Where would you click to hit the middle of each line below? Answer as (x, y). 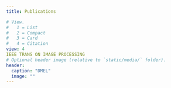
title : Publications (31, 11)
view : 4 (16, 49)
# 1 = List (22, 27)
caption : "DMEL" (31, 71)
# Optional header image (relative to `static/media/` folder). (86, 60)
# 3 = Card (22, 38)
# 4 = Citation (27, 44)
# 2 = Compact (26, 33)
